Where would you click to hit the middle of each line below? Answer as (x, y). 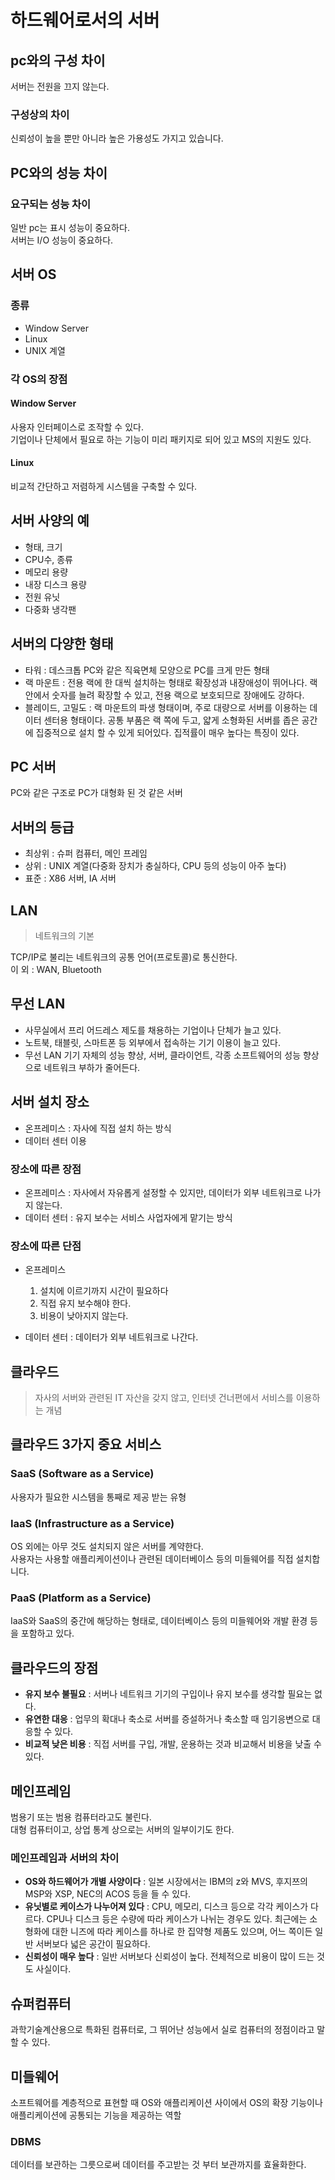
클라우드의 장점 (54, 1667)
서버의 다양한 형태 (62, 644)
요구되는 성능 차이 (51, 204)
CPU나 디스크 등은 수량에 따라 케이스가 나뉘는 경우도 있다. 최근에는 (177, 1919)
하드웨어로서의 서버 (85, 20)
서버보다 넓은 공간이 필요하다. (93, 1944)
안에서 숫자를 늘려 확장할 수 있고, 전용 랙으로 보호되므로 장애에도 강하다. (164, 695)
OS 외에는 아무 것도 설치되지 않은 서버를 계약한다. (107, 1547)
